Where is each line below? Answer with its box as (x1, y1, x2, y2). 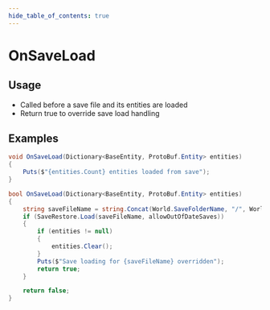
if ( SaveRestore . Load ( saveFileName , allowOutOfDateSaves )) (22, 213, 225, 221)
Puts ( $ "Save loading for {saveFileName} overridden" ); (37, 257, 225, 266)
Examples (8, 132, 59, 146)
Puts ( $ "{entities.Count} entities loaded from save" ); (22, 168, 211, 176)
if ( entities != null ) (37, 227, 113, 236)
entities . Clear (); (51, 242, 113, 250)
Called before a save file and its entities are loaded (19, 100, 188, 110)
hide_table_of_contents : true (8, 11, 110, 20)
